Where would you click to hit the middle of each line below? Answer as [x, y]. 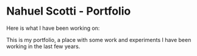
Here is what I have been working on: [53, 28]
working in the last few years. [43, 46]
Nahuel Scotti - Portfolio [69, 11]
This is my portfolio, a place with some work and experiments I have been [99, 40]
